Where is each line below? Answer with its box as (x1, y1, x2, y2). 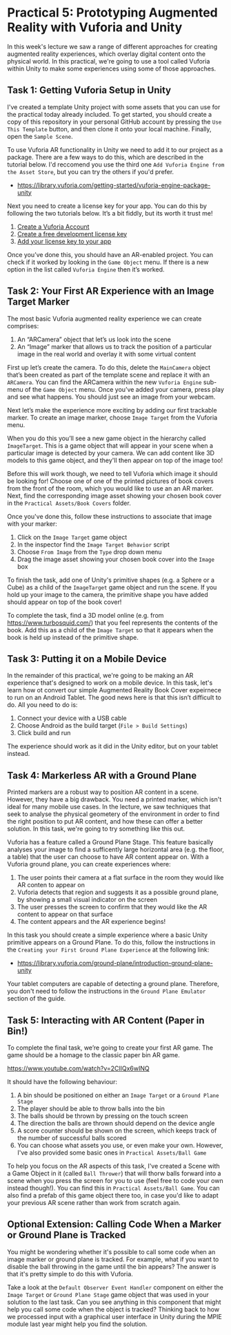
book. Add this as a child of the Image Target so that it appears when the (7, 625, 214, 634)
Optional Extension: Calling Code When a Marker (7, 1218, 222, 1231)
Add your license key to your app (17, 237, 112, 245)
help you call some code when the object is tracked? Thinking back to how (7, 1305, 219, 1314)
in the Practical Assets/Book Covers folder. (7, 499, 131, 507)
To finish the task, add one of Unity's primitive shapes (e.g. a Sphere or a (7, 576, 215, 584)
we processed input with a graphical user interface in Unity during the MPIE (7, 1312, 222, 1320)
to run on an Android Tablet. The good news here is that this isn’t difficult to (7, 693, 222, 702)
